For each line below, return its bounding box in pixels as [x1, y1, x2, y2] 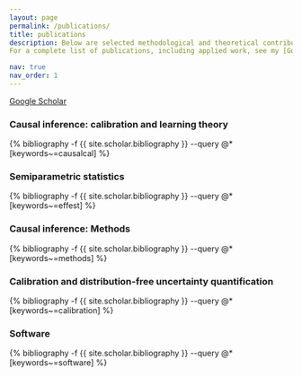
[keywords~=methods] [9, 252, 94, 263]
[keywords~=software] [9, 357, 94, 368]
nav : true [9, 63, 47, 72]
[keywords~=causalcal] [9, 148, 97, 159]
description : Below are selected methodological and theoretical [9, 38, 259, 48]
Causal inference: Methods [9, 223, 130, 235]
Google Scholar [9, 95, 67, 106]
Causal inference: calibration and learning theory [9, 118, 229, 130]
